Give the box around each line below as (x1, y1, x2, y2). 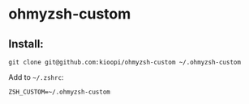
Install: (8, 37, 45, 51)
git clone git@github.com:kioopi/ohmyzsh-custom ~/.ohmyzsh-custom (8, 58, 242, 66)
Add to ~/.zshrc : (8, 73, 64, 81)
